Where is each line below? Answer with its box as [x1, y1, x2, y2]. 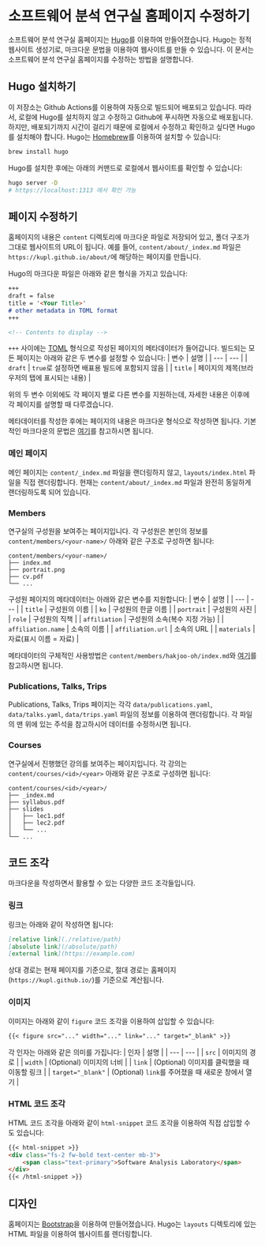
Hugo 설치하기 [8, 80, 77, 93]
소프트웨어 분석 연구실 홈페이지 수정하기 [8, 7, 251, 25]
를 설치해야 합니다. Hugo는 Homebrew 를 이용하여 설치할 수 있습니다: [8, 132, 221, 141]
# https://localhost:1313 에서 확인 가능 [8, 186, 136, 194]
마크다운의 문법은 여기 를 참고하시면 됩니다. [22, 426, 154, 436]
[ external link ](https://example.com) [8, 950, 136, 958]
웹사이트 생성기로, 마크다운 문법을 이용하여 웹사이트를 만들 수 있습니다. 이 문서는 [8, 44, 255, 54]
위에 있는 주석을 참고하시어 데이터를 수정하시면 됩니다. [24, 719, 192, 729]
